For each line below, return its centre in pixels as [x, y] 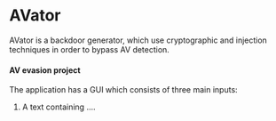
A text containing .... [59, 107]
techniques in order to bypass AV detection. [90, 49]
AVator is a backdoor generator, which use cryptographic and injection [138, 40]
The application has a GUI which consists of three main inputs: [123, 90]
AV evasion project [45, 70]
